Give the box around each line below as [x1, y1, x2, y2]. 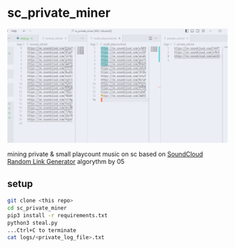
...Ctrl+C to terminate [7, 226, 77, 234]
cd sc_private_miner [7, 205, 68, 212]
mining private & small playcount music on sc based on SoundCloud [7, 150, 204, 158]
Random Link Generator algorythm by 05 [7, 158, 124, 166]
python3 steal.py [7, 219, 58, 226]
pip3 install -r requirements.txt [7, 212, 108, 219]
